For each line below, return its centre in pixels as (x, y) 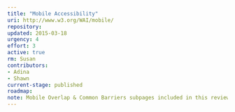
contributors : (28, 65)
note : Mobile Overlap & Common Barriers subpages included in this (108, 98)
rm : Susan (22, 59)
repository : (24, 26)
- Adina (19, 72)
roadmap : (20, 91)
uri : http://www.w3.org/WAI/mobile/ (60, 20)
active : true (26, 53)
